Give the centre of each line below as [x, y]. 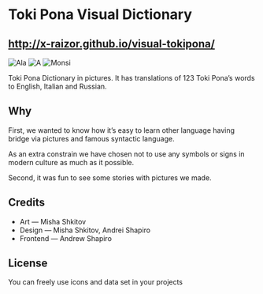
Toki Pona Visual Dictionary [100, 15]
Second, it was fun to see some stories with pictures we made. [110, 177]
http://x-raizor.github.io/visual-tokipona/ [111, 44]
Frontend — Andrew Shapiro [66, 238]
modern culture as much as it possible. [71, 162]
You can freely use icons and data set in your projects [96, 282]
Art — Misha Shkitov [53, 221]
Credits [27, 203]
